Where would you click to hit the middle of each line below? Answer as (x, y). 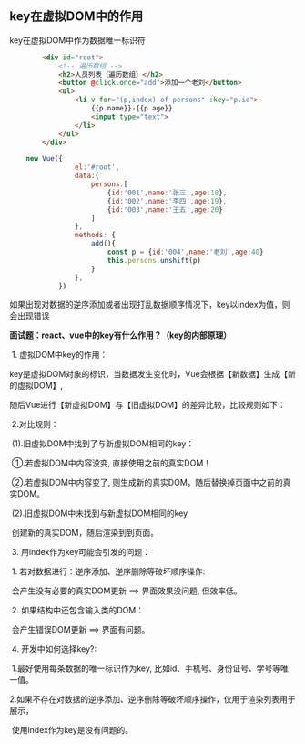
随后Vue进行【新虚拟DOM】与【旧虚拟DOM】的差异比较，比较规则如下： (148, 405)
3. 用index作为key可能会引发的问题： (81, 552)
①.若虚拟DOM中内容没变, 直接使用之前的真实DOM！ (112, 463)
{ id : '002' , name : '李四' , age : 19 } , (167, 201)
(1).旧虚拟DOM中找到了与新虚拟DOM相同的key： (102, 444)
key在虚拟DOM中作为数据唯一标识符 (77, 40)
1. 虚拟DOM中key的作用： (60, 355)
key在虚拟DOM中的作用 (76, 16)
